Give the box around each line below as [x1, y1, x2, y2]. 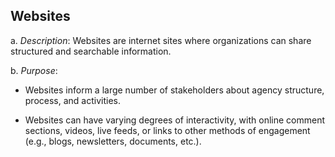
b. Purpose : [10, 64, 58, 76]
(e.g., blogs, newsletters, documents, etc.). [24, 135, 202, 147]
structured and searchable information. [10, 45, 172, 57]
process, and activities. [24, 94, 121, 106]
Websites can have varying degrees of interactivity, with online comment [24, 114, 325, 126]
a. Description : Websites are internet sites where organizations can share [10, 34, 312, 46]
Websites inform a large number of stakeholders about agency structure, [24, 84, 325, 96]
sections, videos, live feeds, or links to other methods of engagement [24, 124, 311, 136]
